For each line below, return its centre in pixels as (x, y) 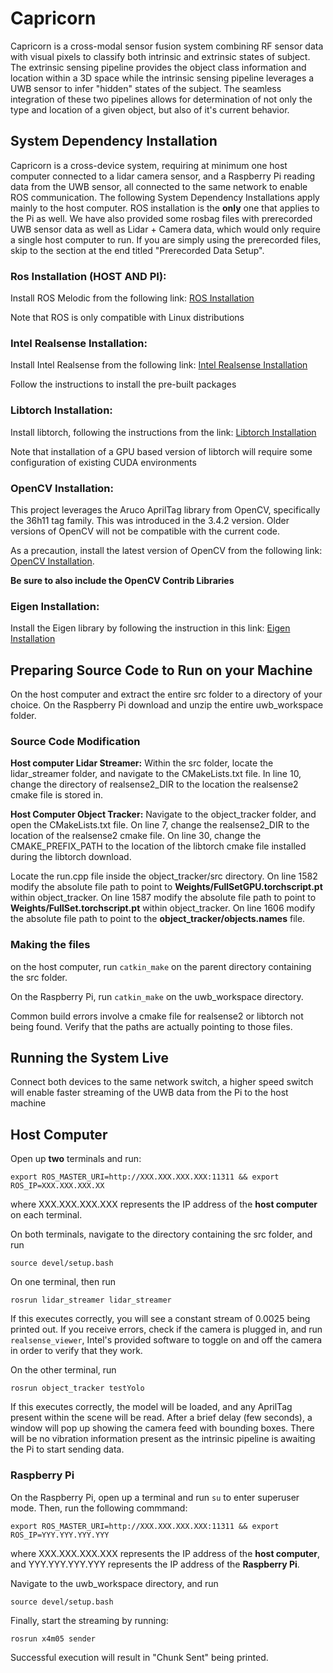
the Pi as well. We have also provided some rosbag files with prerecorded (161, 218)
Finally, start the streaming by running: (89, 1620)
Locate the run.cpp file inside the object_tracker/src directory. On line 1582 (164, 876)
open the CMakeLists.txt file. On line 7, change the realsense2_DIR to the (160, 825)
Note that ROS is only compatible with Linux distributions (127, 318)
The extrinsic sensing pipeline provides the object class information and (158, 67)
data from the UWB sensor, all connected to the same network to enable (159, 186)
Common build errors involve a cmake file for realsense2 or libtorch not (157, 1016)
